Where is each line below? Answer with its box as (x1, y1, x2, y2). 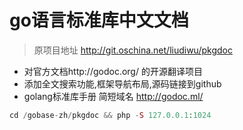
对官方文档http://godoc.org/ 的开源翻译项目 (23, 65, 203, 77)
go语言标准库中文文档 (9, 9, 189, 32)
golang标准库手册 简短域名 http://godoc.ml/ (23, 90, 204, 102)
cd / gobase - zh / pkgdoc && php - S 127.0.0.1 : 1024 (9, 110, 212, 120)
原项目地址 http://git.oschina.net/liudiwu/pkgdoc (33, 44, 233, 56)
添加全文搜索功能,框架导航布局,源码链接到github (23, 77, 222, 90)
